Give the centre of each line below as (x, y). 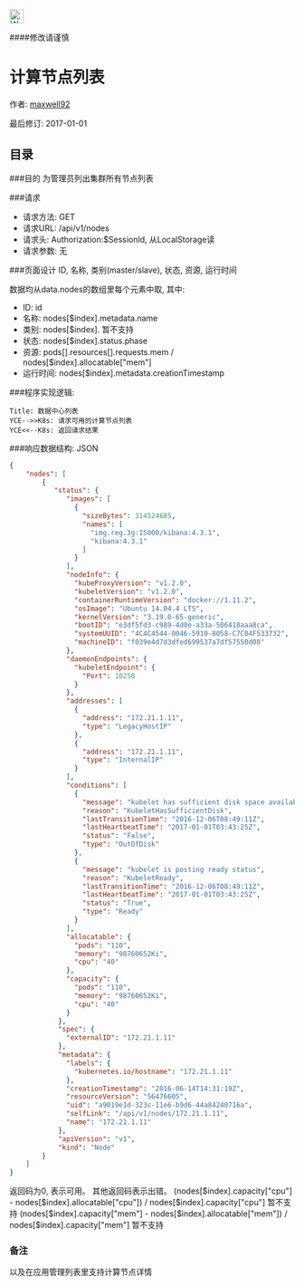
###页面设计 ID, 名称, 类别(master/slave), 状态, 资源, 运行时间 (123, 270)
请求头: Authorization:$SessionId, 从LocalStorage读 (119, 239)
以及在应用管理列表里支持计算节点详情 (81, 1272)
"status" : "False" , (119, 836)
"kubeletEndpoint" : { (114, 667)
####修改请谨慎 (39, 37)
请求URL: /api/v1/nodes (66, 228)
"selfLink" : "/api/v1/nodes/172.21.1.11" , (147, 1114)
